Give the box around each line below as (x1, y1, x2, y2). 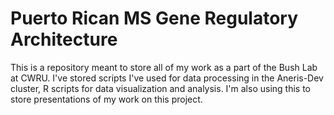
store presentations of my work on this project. (10, 93, 203, 105)
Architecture (10, 28, 118, 51)
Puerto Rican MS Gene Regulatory (10, 7, 299, 30)
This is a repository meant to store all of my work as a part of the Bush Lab (10, 61, 318, 73)
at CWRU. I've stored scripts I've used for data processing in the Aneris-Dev (10, 72, 324, 84)
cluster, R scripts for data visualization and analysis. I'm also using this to (10, 82, 311, 94)
